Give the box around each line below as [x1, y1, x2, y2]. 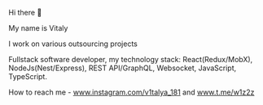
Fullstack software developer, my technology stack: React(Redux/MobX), [8, 55, 253, 64]
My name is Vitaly [8, 23, 68, 32]
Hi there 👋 [8, 8, 42, 17]
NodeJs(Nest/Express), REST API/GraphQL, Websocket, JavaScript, [8, 63, 237, 73]
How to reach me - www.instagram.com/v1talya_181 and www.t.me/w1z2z [8, 87, 255, 97]
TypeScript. [8, 72, 47, 81]
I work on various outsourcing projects [8, 39, 138, 48]
